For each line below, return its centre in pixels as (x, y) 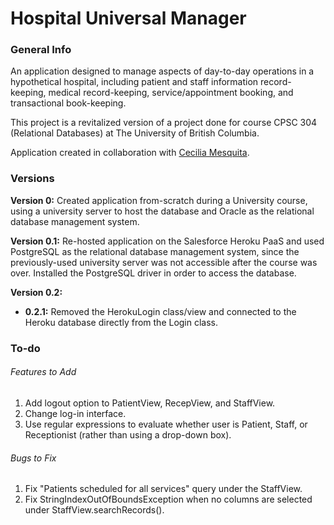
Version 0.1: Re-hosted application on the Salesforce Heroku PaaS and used (167, 241)
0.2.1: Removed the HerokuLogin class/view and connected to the (160, 311)
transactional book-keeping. (68, 103)
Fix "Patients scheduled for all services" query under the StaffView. (163, 489)
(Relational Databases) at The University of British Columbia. (135, 133)
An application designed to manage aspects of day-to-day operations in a (162, 71)
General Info (41, 50)
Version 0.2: (36, 292)
